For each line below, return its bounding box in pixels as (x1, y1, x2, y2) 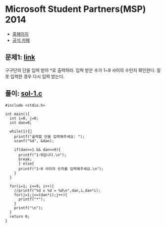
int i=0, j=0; (9, 115, 39, 121)
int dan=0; (9, 120, 32, 125)
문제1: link (5, 53, 36, 61)
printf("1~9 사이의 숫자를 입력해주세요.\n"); (18, 166, 104, 171)
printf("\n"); (14, 205, 43, 210)
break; (18, 157, 32, 162)
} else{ (18, 161, 35, 166)
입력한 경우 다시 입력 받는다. (10, 73, 65, 79)
